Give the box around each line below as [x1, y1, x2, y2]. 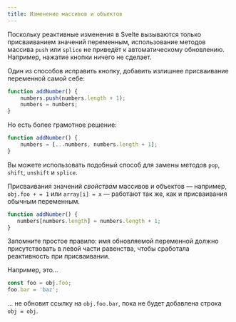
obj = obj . [7, 307, 39, 316]
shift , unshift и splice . [7, 168, 78, 177]
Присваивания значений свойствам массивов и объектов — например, [7, 182, 227, 190]
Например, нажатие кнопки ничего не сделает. [7, 53, 152, 61]
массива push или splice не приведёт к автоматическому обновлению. [7, 45, 225, 53]
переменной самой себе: [7, 74, 86, 83]
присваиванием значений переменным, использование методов [7, 37, 206, 46]
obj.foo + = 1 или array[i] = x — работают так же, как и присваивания [7, 189, 227, 198]
